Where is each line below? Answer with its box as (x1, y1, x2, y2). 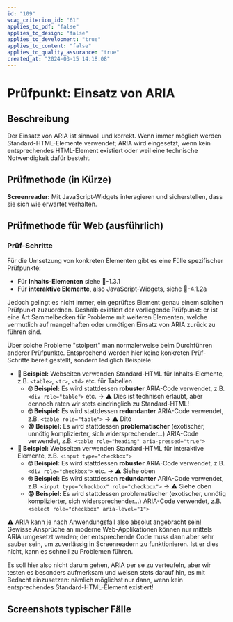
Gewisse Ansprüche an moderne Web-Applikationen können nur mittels (7, 525, 213, 534)
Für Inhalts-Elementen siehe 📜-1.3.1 (17, 278, 120, 286)
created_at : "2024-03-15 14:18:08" (7, 56, 111, 63)
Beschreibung (7, 113, 70, 125)
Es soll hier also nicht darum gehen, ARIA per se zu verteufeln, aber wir (7, 561, 211, 569)
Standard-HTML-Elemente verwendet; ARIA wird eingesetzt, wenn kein (7, 138, 211, 147)
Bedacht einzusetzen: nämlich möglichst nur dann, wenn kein (7, 575, 183, 584)
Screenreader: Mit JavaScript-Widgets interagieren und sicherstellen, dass (7, 192, 223, 200)
